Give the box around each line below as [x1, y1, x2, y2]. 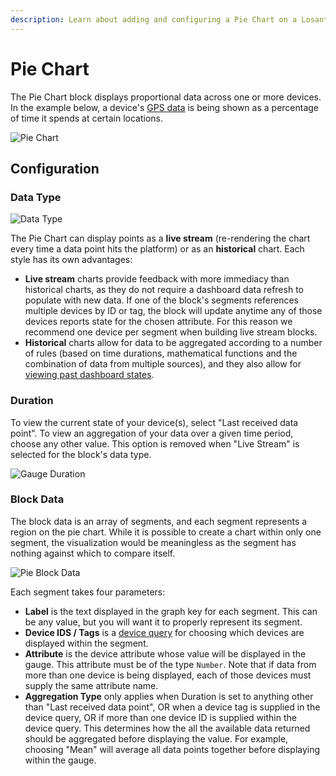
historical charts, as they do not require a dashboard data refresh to [24, 284, 304, 296]
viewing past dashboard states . [24, 369, 155, 381]
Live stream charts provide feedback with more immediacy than [24, 273, 290, 285]
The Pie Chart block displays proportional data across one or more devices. [10, 91, 322, 103]
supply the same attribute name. [24, 679, 159, 691]
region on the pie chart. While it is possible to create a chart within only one [10, 526, 322, 538]
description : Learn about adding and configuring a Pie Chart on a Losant [10, 14, 329, 25]
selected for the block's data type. [10, 448, 152, 460]
